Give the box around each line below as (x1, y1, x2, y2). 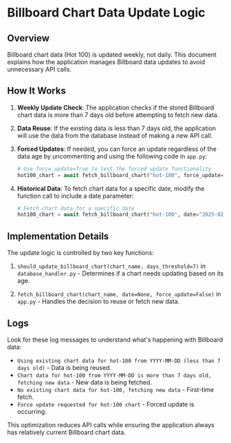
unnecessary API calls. (7, 65, 72, 73)
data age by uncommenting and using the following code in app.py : (16, 152, 208, 160)
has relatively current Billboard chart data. (7, 428, 126, 436)
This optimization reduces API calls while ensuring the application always (7, 420, 214, 429)
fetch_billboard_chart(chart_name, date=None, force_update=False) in (16, 290, 221, 298)
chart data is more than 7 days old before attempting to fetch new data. (16, 110, 219, 119)
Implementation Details (7, 230, 109, 242)
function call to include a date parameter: (16, 192, 134, 200)
